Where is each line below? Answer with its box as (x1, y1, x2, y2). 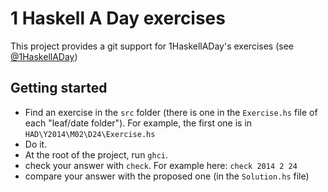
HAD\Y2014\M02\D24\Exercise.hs (24, 129, 156, 139)
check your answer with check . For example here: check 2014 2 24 (24, 159, 298, 171)
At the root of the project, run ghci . (24, 148, 169, 161)
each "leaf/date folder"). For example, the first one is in (24, 117, 253, 129)
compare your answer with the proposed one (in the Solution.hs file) (24, 170, 310, 182)
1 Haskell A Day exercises (10, 7, 226, 30)
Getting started (10, 80, 108, 97)
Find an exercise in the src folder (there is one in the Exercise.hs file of (24, 106, 318, 118)
